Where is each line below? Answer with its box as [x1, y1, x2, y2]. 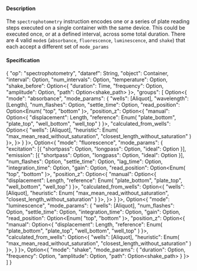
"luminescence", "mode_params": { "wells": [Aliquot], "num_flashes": [6, 202, 175, 209]
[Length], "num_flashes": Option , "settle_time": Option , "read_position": [6, 101, 180, 109]
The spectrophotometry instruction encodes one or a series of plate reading [6, 18, 190, 25]
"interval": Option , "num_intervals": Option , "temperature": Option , [6, 76, 168, 83]
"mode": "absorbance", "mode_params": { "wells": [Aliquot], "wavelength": [6, 95, 189, 102]
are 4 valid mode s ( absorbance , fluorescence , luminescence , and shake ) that [6, 37, 186, 44]
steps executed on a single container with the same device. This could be [6, 24, 185, 31]
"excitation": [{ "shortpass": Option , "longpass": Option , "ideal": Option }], [6, 145, 186, 152]
